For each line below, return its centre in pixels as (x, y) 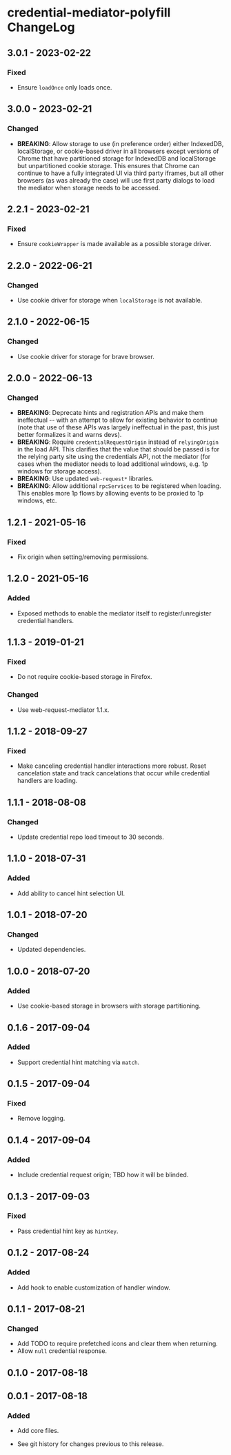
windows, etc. (37, 500)
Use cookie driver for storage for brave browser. (86, 356)
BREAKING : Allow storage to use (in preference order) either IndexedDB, (120, 143)
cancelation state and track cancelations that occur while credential (113, 773)
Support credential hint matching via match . (78, 1062)
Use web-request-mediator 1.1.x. (63, 710)
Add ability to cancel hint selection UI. (71, 893)
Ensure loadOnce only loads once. (64, 87)
